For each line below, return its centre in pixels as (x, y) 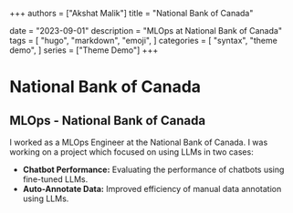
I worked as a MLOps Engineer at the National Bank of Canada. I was (139, 142)
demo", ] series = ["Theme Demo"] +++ (84, 50)
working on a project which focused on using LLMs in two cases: (131, 152)
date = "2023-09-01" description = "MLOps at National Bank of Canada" (146, 30)
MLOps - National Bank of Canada (108, 121)
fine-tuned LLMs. (55, 179)
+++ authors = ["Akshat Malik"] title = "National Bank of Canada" (131, 13)
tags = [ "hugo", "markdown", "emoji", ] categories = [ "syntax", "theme (144, 41)
